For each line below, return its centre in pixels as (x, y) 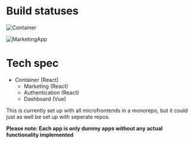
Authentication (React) (51, 92)
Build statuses (42, 11)
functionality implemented (40, 134)
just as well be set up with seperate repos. (58, 117)
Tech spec (33, 63)
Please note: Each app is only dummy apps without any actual (84, 128)
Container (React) (36, 79)
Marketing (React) (46, 86)
